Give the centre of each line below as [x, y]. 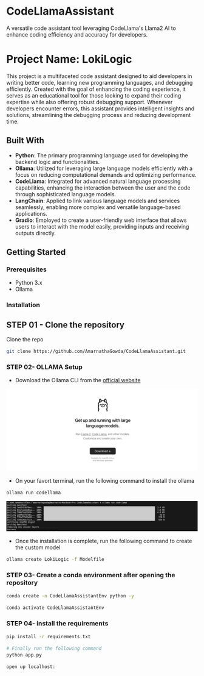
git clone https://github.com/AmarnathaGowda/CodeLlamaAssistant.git [96, 352]
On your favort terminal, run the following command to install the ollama [105, 480]
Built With [25, 141]
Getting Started [36, 252]
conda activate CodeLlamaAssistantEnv [55, 608]
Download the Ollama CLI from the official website [78, 380]
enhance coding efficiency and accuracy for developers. [77, 34]
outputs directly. [36, 233]
